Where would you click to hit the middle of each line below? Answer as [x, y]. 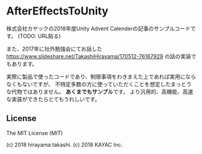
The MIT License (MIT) [35, 133]
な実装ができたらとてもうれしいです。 [53, 99]
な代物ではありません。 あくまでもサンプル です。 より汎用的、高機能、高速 [100, 91]
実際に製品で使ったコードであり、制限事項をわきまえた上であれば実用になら [101, 76]
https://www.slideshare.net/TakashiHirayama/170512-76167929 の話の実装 [99, 56]
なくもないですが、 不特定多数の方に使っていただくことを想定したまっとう [99, 84]
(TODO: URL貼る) [39, 36]
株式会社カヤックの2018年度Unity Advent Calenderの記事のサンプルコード [99, 28]
